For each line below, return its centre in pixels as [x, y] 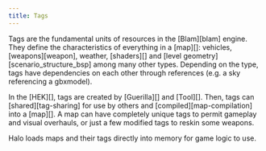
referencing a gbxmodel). [50, 81]
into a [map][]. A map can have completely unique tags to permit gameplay [133, 114]
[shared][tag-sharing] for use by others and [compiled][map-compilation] [130, 105]
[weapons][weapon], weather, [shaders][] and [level [95, 55]
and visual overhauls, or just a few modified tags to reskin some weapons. [131, 122]
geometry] [201, 55]
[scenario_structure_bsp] [50, 64]
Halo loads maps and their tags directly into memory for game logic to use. [132, 138]
